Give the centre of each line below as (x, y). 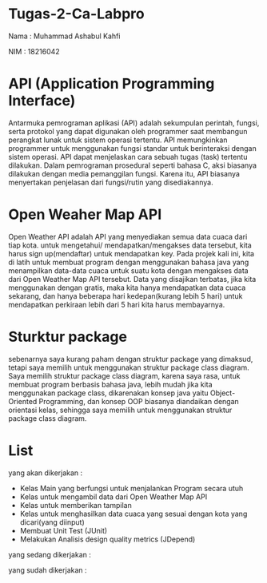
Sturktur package (68, 337)
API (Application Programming (112, 84)
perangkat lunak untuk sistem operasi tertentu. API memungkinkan (118, 140)
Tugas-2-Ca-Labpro (77, 14)
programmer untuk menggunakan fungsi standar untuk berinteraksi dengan (133, 148)
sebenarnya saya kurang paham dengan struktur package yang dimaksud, (131, 359)
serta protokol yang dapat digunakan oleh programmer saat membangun (128, 131)
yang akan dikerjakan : (46, 473)
